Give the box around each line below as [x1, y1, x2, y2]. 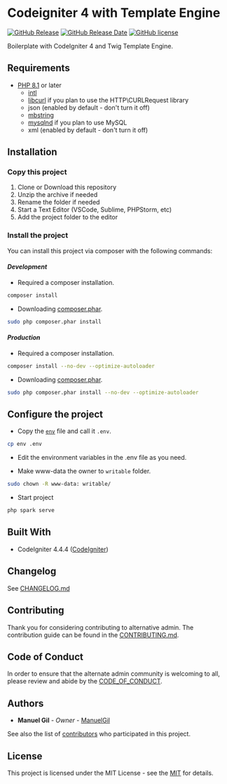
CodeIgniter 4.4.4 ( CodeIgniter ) [17, 545, 109, 553]
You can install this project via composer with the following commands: [7, 246, 212, 255]
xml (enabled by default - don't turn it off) [27, 125, 149, 134]
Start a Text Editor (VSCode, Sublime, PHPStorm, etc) [17, 205, 172, 214]
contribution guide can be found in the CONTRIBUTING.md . [7, 631, 179, 639]
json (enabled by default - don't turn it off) [27, 103, 151, 112]
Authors [7, 698, 44, 709]
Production [7, 333, 41, 342]
